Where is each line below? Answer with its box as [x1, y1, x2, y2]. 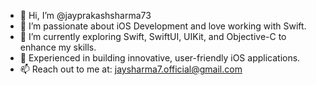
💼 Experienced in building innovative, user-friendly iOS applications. [19, 52, 301, 64]
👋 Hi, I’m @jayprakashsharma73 [19, 10, 152, 21]
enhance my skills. [19, 41, 97, 53]
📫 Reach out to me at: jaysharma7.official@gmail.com [19, 63, 243, 75]
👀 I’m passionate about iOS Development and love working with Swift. [19, 20, 307, 32]
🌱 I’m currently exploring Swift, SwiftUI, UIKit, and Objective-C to [19, 31, 287, 42]
